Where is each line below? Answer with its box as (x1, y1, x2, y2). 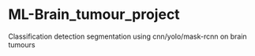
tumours (8, 39, 36, 49)
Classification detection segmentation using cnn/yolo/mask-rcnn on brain (8, 32, 247, 41)
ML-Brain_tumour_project (8, 6, 180, 24)
